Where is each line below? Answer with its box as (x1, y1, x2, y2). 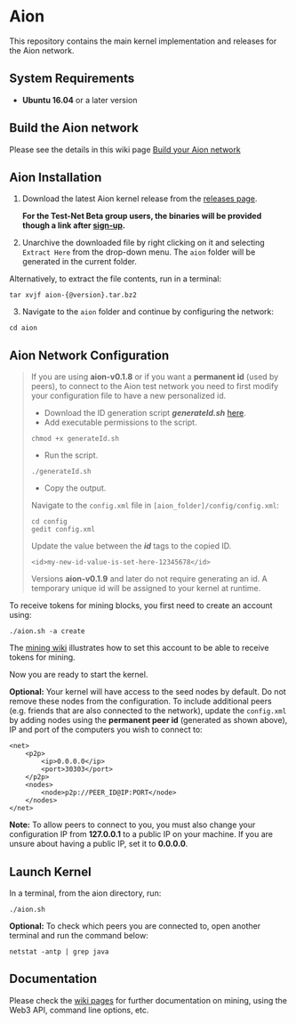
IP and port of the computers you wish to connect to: (9, 724, 203, 735)
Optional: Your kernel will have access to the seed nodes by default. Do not (9, 687, 286, 697)
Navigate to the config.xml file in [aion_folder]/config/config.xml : (30, 500, 280, 511)
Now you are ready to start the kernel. (9, 670, 148, 680)
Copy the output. (44, 483, 107, 493)
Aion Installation (9, 169, 102, 184)
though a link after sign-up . (21, 220, 126, 231)
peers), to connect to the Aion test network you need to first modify (30, 381, 279, 392)
